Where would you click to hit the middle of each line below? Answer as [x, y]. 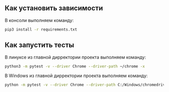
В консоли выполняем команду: [39, 20]
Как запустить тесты [39, 45]
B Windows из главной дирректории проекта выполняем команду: [76, 76]
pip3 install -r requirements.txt [41, 29]
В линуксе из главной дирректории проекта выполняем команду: [75, 57]
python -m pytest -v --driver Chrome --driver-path [60, 85]
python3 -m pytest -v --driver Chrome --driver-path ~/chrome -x [75, 66]
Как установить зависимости [54, 8]
